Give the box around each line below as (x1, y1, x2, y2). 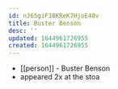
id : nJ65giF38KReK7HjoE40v (8, 11, 99, 20)
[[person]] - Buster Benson (19, 63, 111, 73)
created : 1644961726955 (8, 42, 89, 50)
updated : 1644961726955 (8, 34, 89, 42)
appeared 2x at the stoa (19, 72, 100, 82)
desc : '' (8, 26, 38, 34)
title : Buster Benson (8, 19, 82, 27)
